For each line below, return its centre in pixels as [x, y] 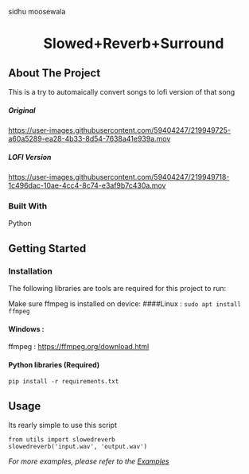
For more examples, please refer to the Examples [89, 461]
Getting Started [47, 249]
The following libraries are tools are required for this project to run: [117, 288]
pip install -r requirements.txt [64, 382]
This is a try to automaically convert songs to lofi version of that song [122, 92]
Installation [31, 271]
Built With [28, 206]
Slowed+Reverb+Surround [134, 44]
